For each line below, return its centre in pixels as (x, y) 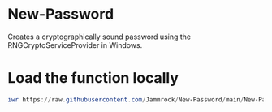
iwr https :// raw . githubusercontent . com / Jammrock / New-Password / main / (126, 99)
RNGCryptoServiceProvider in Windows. (75, 45)
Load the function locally (93, 78)
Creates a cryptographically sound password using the (99, 37)
